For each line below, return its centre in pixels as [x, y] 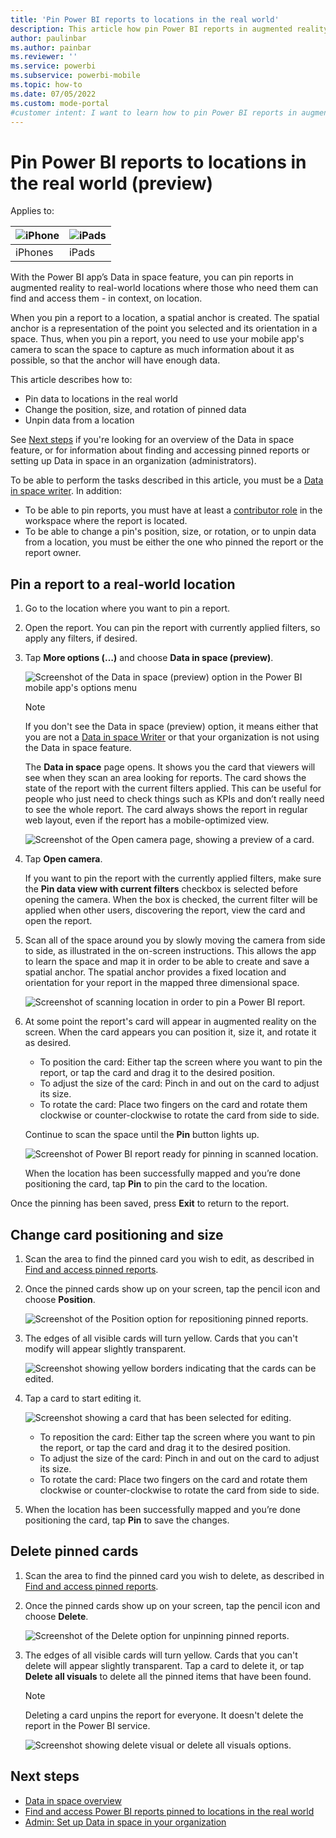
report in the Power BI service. [87, 1725]
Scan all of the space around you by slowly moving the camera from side [175, 940]
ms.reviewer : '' [44, 57]
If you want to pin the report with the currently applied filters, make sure [173, 878]
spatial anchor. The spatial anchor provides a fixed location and [155, 972]
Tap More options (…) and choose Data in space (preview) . [149, 658]
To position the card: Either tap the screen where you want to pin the [181, 1062]
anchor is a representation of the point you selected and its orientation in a [164, 328]
